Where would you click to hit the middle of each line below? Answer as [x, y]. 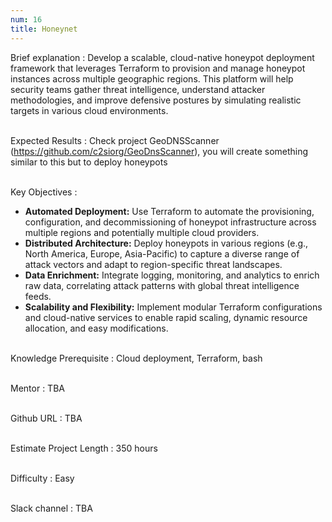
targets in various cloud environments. [89, 110]
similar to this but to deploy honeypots [89, 162]
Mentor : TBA [37, 388]
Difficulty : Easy [42, 478]
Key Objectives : [44, 192]
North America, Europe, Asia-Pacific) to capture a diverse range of [162, 253]
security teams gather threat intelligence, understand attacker [138, 89]
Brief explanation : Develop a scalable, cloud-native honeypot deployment [162, 57]
